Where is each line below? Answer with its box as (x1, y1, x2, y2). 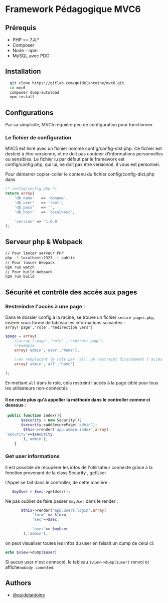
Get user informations (5, 453, 60, 460)
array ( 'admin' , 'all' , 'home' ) (14, 362, 75, 367)
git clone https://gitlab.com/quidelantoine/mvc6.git (10, 80, 124, 86)
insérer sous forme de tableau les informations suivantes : (5, 320, 125, 326)
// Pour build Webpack (5, 269, 53, 274)
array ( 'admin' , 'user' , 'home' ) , (14, 347, 80, 353)
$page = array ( (5, 334, 37, 339)
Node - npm (12, 48, 38, 53)
